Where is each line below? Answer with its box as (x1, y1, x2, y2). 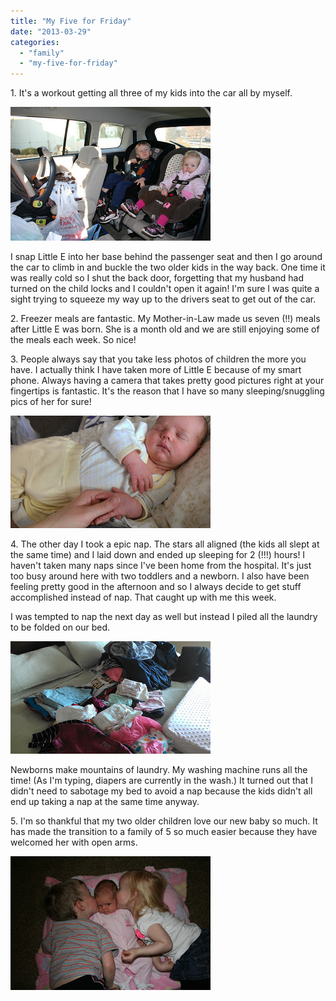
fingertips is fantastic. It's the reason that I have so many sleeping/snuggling (10, 385, 325, 397)
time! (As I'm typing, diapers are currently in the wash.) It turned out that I (10, 775, 313, 787)
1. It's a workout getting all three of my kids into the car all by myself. (10, 87, 293, 99)
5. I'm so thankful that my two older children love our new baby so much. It (10, 815, 318, 827)
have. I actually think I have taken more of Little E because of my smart (10, 364, 302, 376)
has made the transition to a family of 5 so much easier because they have (10, 826, 318, 838)
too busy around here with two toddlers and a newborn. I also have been (10, 570, 310, 582)
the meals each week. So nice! (10, 334, 137, 346)
